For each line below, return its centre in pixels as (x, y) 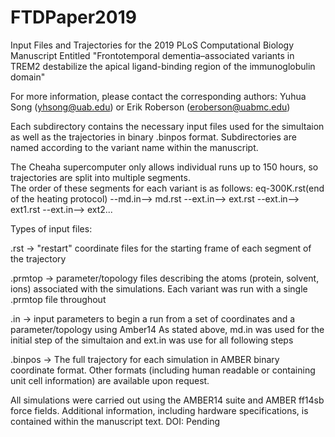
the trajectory (38, 258)
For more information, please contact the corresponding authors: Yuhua (158, 96)
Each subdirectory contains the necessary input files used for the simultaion (167, 126)
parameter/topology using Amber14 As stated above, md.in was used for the (167, 329)
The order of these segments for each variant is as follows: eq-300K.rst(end (167, 188)
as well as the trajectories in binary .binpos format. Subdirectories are (153, 137)
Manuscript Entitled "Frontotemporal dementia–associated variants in (152, 55)
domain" (28, 77)
